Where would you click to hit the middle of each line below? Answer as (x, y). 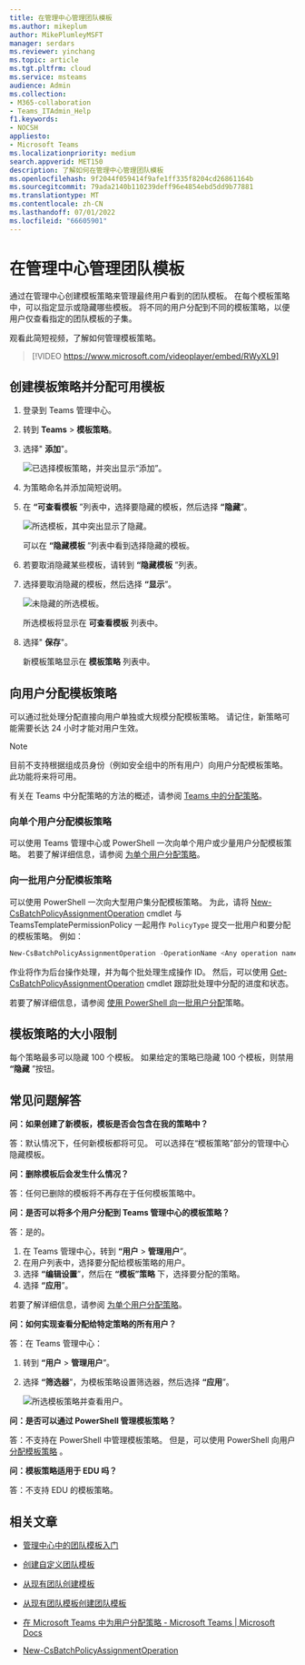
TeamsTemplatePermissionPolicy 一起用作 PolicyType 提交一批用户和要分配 (150, 924)
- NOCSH (24, 128)
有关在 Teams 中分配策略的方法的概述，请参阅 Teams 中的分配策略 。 (138, 796)
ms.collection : (38, 94)
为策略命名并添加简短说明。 (74, 488)
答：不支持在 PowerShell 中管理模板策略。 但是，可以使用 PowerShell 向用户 (152, 1440)
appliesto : (30, 136)
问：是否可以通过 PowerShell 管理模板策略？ (93, 1421)
